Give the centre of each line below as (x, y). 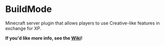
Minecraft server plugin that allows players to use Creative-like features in (82, 23)
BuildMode (29, 9)
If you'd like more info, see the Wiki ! (44, 38)
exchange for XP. (23, 28)
